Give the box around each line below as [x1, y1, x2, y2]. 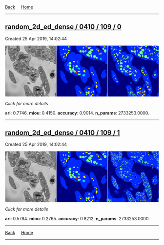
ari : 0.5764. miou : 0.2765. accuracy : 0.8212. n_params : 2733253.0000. [5, 216, 150, 222]
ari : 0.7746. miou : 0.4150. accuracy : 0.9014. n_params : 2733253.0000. [5, 110, 150, 116]
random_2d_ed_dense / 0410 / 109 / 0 [5, 23, 122, 31]
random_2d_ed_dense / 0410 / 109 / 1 [5, 129, 120, 137]
